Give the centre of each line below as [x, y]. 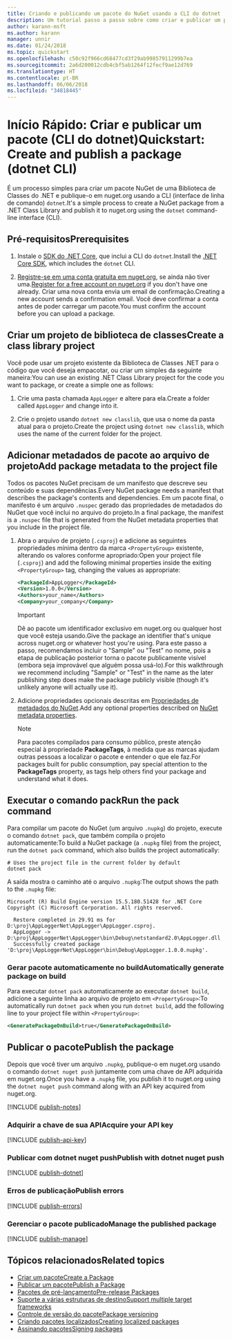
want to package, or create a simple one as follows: [80, 385]
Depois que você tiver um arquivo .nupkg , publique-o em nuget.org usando [114, 1064]
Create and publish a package [94, 155]
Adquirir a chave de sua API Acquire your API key [90, 1125]
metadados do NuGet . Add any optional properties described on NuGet [118, 708]
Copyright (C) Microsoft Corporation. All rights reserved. [96, 908]
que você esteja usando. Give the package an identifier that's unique [114, 636]
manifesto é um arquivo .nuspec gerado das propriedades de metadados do [115, 505]
